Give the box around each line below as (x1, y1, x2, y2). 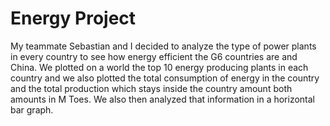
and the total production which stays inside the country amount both (10, 82, 293, 94)
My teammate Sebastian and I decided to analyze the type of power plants (10, 40, 317, 52)
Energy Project (10, 7, 137, 30)
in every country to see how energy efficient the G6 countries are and (10, 50, 298, 62)
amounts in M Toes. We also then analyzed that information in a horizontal (10, 93, 316, 105)
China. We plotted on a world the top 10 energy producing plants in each (10, 61, 309, 73)
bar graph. (10, 103, 54, 116)
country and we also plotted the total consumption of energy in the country (10, 72, 320, 84)
